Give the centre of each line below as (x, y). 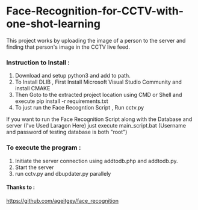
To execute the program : (44, 147)
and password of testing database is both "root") (67, 132)
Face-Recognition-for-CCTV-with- (95, 11)
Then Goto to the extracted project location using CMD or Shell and (98, 95)
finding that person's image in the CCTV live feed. (68, 47)
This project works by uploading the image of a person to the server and (96, 40)
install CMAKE (32, 88)
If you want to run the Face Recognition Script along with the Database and (99, 119)
